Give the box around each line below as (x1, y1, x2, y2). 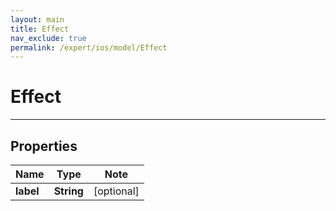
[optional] (93, 184, 140, 198)
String (53, 184, 84, 198)
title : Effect (10, 24, 70, 34)
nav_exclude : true (10, 33, 87, 43)
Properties (10, 137, 78, 155)
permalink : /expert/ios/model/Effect (10, 42, 168, 53)
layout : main (10, 14, 65, 25)
